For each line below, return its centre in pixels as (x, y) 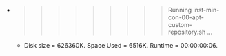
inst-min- (206, 10)
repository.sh (187, 32)
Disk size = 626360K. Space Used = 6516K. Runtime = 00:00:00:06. (121, 45)
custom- (180, 25)
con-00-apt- (186, 17)
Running (180, 10)
